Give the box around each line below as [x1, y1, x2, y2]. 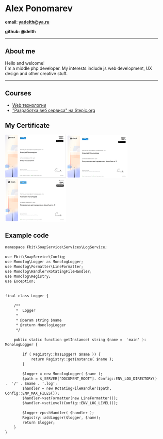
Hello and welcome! [5, 60, 45, 66]
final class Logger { [5, 293, 49, 299]
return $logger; [22, 420, 55, 425]
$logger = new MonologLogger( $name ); [22, 371, 103, 377]
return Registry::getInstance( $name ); [31, 357, 114, 362]
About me [5, 47, 35, 56]
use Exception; [5, 279, 36, 284]
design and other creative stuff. [5, 70, 68, 76]
